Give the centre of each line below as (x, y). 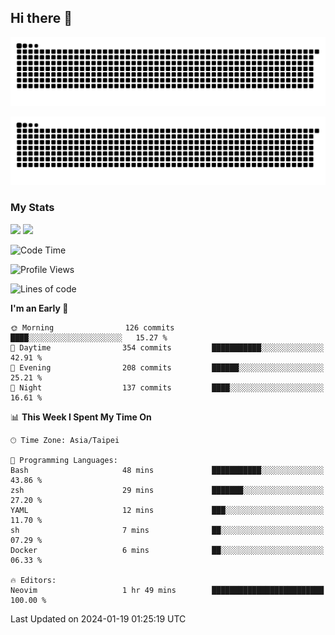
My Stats (32, 208)
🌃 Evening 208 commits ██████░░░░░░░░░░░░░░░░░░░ (167, 367)
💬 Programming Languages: (64, 460)
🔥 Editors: (33, 580)
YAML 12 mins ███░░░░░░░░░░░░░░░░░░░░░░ (167, 510)
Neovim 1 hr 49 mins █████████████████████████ (167, 590)
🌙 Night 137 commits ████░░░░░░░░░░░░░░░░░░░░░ (167, 387)
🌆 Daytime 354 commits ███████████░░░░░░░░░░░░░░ (167, 347)
